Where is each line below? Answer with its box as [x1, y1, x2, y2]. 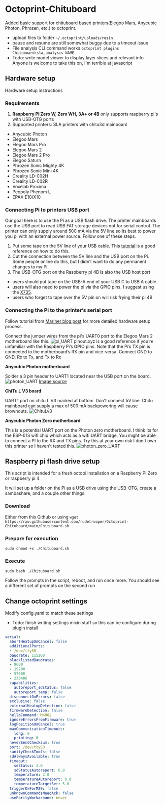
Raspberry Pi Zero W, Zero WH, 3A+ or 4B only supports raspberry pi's [12, 111, 159, 117]
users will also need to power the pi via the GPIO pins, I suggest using [12, 284, 154, 290]
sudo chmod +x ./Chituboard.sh [5, 546, 69, 551]
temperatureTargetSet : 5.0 [14, 782, 69, 787]
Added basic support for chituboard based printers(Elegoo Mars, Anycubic [5, 20, 157, 26]
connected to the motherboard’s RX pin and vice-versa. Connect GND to [5, 348, 152, 354]
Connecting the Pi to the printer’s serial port [5, 307, 112, 314]
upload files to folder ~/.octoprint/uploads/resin [12, 35, 113, 41]
